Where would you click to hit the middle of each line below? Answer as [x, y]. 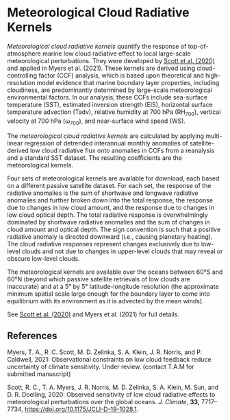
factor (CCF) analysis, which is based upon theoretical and [121, 75]
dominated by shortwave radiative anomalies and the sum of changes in [108, 222]
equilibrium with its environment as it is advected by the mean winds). [105, 301]
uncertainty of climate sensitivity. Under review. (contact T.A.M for [101, 367]
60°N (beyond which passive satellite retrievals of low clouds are [99, 279]
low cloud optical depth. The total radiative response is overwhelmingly [108, 215]
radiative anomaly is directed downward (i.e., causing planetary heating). [110, 236]
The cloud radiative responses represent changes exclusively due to [103, 244]
